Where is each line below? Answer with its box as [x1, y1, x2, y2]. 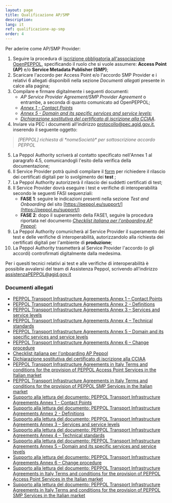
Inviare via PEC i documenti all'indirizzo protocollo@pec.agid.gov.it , [12, 121, 155, 127]
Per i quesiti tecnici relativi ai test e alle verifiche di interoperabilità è [5, 260, 149, 266]
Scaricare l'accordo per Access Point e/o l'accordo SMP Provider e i [12, 72, 157, 78]
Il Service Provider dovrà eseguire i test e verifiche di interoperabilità [12, 185, 158, 191]
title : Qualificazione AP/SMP [5, 12, 70, 17]
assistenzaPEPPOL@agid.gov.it [5, 271, 72, 277]
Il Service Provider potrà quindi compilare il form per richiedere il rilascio [12, 168, 166, 174]
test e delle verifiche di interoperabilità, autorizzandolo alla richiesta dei [12, 234, 164, 240]
